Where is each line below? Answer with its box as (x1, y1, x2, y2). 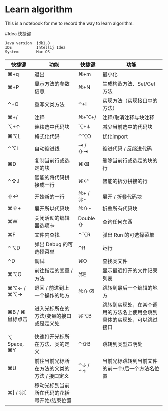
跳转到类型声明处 (102, 340, 143, 347)
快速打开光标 (34, 333, 65, 340)
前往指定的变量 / (34, 267, 73, 274)
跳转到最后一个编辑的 (102, 284, 153, 291)
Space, (7, 340, 24, 347)
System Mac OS (5, 49, 50, 54)
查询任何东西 (102, 218, 133, 225)
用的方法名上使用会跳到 (102, 309, 158, 316)
